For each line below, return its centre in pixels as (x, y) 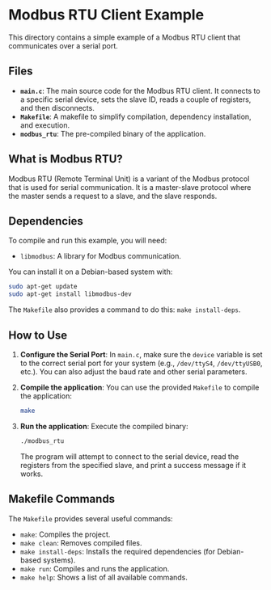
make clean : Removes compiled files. (81, 542)
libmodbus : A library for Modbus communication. (101, 256)
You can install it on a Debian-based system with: (91, 272)
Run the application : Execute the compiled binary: (104, 426)
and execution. (45, 125)
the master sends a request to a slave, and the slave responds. (113, 196)
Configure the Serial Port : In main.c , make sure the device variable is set (141, 354)
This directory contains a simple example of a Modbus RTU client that (125, 37)
